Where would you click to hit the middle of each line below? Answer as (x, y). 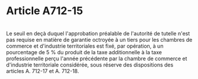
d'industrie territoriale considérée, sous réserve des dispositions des (90, 65)
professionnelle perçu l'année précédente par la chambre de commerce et (97, 58)
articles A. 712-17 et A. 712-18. (43, 71)
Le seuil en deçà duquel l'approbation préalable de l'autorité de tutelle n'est (98, 33)
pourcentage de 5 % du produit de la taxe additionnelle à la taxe (84, 52)
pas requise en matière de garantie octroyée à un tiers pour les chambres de (99, 39)
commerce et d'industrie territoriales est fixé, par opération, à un (85, 46)
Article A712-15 (45, 11)
